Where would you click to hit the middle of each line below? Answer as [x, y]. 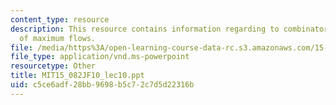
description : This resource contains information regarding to [145, 29]
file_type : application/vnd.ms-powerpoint [100, 57]
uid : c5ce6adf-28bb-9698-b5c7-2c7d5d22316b [102, 85]
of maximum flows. [58, 38]
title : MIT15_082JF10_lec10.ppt [77, 76]
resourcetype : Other [53, 66]
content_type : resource [60, 19]
